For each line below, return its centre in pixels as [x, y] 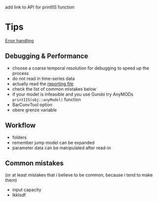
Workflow [20, 125]
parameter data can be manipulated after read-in [62, 148]
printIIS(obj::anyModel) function [46, 99]
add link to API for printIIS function [40, 7]
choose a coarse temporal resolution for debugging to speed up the [81, 68]
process [20, 73]
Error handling [20, 40]
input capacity [27, 190]
